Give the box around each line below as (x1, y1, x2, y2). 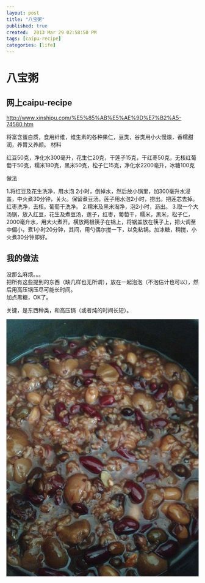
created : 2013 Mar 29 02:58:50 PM (6, 29, 97, 36)
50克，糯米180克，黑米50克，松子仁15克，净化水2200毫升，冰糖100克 (16, 162, 195, 168)
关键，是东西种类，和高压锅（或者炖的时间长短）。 (6, 306, 132, 314)
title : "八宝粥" (6, 16, 45, 23)
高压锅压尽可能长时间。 (16, 285, 76, 293)
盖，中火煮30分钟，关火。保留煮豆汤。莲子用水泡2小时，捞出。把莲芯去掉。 (6, 195, 198, 202)
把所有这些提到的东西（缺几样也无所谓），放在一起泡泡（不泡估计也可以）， (6, 278, 193, 285)
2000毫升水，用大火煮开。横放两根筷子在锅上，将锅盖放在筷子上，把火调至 (6, 218, 196, 225)
